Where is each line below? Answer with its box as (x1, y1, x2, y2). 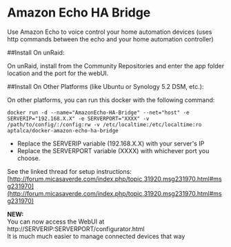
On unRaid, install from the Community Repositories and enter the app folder (7, 61, 225, 70)
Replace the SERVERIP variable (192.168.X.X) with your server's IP (17, 139, 205, 148)
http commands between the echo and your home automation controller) (7, 34, 214, 43)
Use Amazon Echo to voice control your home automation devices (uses (7, 28, 212, 36)
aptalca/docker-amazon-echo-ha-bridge (7, 127, 119, 134)
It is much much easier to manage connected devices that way (7, 232, 185, 240)
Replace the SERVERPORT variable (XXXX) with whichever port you (17, 146, 210, 155)
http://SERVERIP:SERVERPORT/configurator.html (7, 224, 145, 233)
